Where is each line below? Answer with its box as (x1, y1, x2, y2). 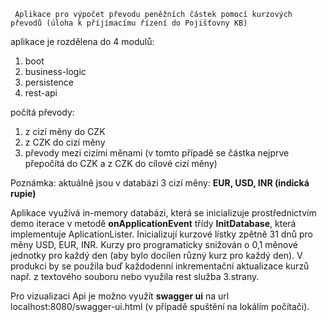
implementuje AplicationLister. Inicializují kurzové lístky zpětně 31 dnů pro (10, 228, 313, 240)
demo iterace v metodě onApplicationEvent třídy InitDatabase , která (10, 218, 297, 229)
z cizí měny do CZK (24, 126, 106, 137)
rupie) (10, 188, 37, 199)
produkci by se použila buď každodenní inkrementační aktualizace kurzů (10, 260, 310, 272)
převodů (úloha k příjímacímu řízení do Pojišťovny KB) (10, 18, 248, 28)
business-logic (24, 66, 87, 77)
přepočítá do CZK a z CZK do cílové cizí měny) (24, 158, 218, 169)
